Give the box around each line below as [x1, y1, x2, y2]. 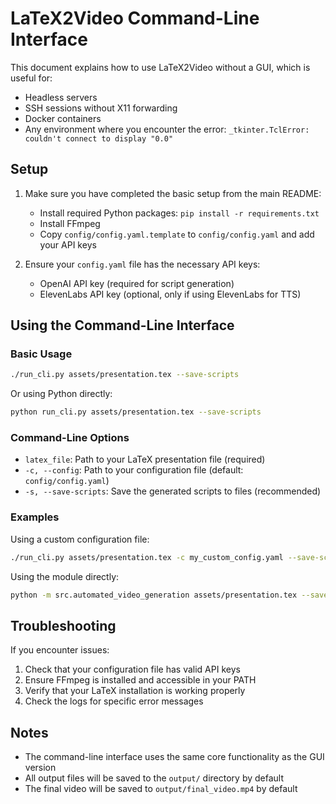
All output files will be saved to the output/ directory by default [24, 772, 285, 784]
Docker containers [24, 112, 102, 124]
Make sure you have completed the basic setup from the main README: [24, 187, 322, 199]
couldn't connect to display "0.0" [24, 133, 174, 144]
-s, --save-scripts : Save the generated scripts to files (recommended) [24, 485, 322, 497]
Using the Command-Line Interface [10, 317, 235, 334]
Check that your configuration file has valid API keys [24, 663, 241, 676]
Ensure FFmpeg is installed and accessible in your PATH [24, 674, 257, 686]
